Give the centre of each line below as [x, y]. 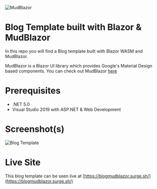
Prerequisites [33, 91]
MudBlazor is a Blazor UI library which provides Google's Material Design [79, 65]
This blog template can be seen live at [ [45, 176]
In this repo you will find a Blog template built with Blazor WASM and [74, 51]
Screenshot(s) [35, 129]
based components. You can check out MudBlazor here [61, 71]
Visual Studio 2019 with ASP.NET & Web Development [67, 109]
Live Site [23, 162]
